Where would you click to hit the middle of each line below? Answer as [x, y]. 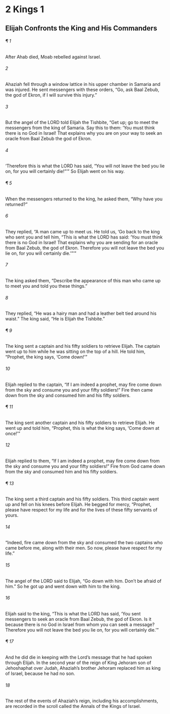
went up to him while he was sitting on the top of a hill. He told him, [75, 351]
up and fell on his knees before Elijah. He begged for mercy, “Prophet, [78, 504]
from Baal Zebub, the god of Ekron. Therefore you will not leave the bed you [85, 248]
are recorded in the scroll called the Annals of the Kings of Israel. [73, 706]
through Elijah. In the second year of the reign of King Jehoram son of [78, 663]
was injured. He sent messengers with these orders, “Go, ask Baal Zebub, [82, 90]
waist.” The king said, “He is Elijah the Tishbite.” [55, 319]
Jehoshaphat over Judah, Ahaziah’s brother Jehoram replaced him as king [83, 668]
